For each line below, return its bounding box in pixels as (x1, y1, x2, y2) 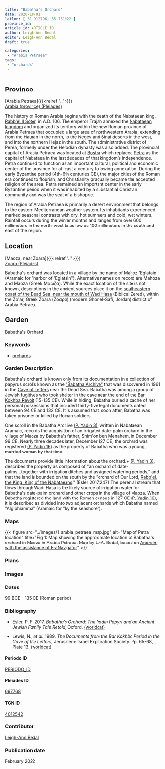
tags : (5, 57, 16, 62)
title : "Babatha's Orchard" (5, 7, 63, 12)
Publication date (5, 747, 45, 754)
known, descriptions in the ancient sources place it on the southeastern (5, 285, 151, 292)
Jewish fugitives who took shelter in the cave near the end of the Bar (5, 392, 145, 398)
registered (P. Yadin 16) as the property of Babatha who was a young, (5, 444, 146, 450)
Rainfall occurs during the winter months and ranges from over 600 (5, 217, 142, 223)
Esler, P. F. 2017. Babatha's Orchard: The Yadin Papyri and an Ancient (12, 619, 155, 625)
